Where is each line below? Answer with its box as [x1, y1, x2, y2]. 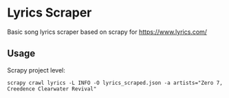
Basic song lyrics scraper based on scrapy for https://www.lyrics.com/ [7, 28, 208, 36]
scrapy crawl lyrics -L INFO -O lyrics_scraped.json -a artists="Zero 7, [7, 79, 223, 86]
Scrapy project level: [7, 66, 65, 74]
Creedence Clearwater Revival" [7, 85, 97, 92]
